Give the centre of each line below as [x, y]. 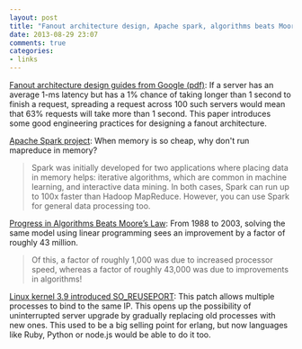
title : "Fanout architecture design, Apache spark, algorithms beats [142, 26]
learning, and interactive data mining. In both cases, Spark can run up [160, 187]
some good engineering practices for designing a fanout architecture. [138, 123]
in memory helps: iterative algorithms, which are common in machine [159, 177]
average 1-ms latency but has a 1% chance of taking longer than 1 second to [151, 94]
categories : [31, 51]
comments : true [38, 43]
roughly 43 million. [44, 242]
